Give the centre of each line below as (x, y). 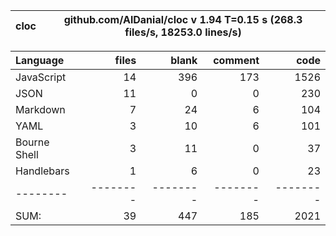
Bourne (32, 142)
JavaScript (41, 77)
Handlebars (42, 171)
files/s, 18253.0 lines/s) (183, 32)
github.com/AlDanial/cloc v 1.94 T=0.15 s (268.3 (183, 19)
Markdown (40, 109)
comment (236, 60)
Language (40, 60)
